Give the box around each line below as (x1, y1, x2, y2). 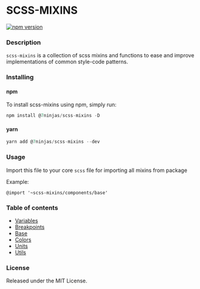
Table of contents (6, 204, 59, 212)
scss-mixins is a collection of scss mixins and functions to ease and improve (6, 52, 195, 59)
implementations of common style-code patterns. (6, 58, 128, 66)
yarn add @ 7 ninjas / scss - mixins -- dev (6, 139, 100, 145)
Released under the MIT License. (6, 277, 88, 284)
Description (6, 38, 41, 47)
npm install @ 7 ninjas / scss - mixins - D (6, 113, 100, 119)
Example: (6, 178, 29, 185)
